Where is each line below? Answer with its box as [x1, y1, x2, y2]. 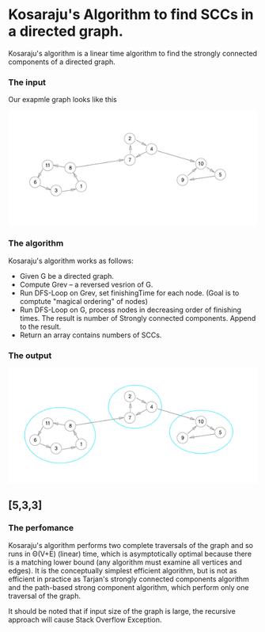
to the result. [19, 322, 62, 331]
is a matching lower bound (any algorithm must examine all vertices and [8, 557, 243, 567]
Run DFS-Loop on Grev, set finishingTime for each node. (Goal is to [19, 287, 240, 298]
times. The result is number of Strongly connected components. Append [19, 313, 256, 322]
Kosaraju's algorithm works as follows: [8, 256, 134, 265]
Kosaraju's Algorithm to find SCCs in [8, 6, 254, 24]
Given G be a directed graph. [19, 271, 115, 280]
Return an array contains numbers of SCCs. [19, 330, 162, 340]
